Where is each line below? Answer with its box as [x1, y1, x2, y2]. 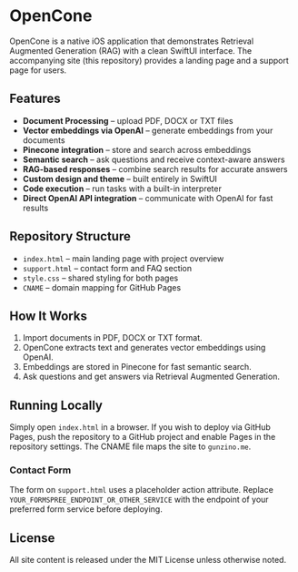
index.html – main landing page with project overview [22, 252, 224, 264]
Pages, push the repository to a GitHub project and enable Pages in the [9, 432, 276, 443]
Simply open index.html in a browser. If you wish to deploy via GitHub [9, 422, 271, 433]
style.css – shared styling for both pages [22, 272, 179, 283]
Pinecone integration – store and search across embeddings [22, 144, 252, 155]
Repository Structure [9, 229, 132, 244]
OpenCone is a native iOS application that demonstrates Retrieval [9, 36, 254, 46]
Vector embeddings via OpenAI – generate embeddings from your [22, 125, 273, 136]
